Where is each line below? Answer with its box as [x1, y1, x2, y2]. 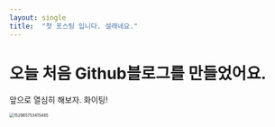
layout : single [9, 13, 67, 23]
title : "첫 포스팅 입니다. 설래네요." [9, 22, 138, 31]
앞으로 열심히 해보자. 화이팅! [9, 95, 108, 105]
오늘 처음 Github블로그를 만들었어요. [9, 63, 267, 84]
